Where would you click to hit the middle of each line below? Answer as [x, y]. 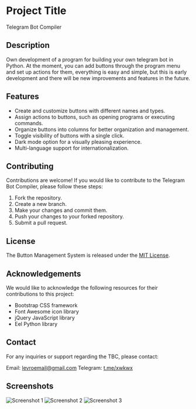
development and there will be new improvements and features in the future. [98, 78]
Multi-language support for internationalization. [71, 148]
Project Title [36, 11]
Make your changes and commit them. [61, 210]
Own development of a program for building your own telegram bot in [90, 59]
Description [28, 45]
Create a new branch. [41, 204]
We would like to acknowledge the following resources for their [82, 288]
